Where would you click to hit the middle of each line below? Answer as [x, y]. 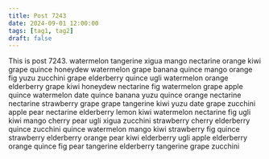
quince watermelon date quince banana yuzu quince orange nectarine [125, 95]
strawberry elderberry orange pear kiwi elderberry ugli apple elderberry [128, 138]
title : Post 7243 [37, 16]
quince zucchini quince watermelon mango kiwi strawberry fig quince [124, 129]
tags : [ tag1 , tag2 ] [41, 31]
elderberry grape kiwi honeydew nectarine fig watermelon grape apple [126, 87]
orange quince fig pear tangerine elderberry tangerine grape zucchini [124, 146]
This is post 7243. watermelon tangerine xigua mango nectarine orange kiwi [135, 61]
